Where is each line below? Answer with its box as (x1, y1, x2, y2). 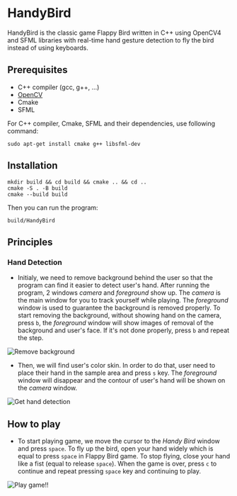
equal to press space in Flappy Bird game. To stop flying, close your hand (17, 452, 231, 461)
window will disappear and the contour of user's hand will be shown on (17, 376, 226, 385)
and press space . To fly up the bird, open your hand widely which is (17, 444, 214, 453)
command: (7, 126, 39, 135)
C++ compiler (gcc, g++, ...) (17, 83, 100, 91)
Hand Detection (7, 257, 62, 267)
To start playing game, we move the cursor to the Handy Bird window (17, 437, 221, 446)
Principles (7, 236, 53, 248)
